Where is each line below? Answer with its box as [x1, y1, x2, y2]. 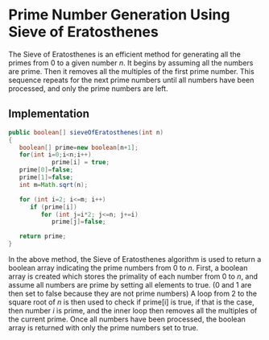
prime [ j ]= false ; [51, 218, 106, 226]
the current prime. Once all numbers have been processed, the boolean [8, 314, 246, 324]
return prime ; [19, 232, 67, 241]
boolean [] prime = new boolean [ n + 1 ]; [19, 143, 139, 151]
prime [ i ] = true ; [51, 159, 110, 167]
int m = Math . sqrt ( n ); [19, 180, 89, 189]
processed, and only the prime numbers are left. [8, 83, 168, 93]
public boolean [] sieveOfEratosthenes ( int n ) [8, 128, 163, 136]
